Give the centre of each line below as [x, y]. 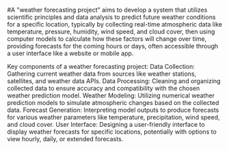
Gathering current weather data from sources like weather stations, [102, 74]
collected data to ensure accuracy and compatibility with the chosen [104, 88]
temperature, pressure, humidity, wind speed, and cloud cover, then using [111, 31]
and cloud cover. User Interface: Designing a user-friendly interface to [106, 124]
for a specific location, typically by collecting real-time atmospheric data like [114, 24]
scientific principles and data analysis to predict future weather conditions [111, 17]
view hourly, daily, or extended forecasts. [65, 139]
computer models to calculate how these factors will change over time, [107, 39]
